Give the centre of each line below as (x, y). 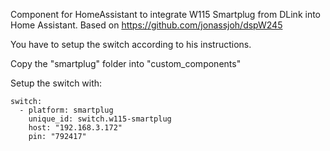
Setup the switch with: (56, 83)
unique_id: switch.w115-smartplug (100, 119)
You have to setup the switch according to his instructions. (131, 44)
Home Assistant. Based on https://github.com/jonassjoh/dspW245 (146, 25)
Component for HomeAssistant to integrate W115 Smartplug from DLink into (166, 14)
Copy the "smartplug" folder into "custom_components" (126, 63)
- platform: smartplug (66, 110)
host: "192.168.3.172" (75, 128)
